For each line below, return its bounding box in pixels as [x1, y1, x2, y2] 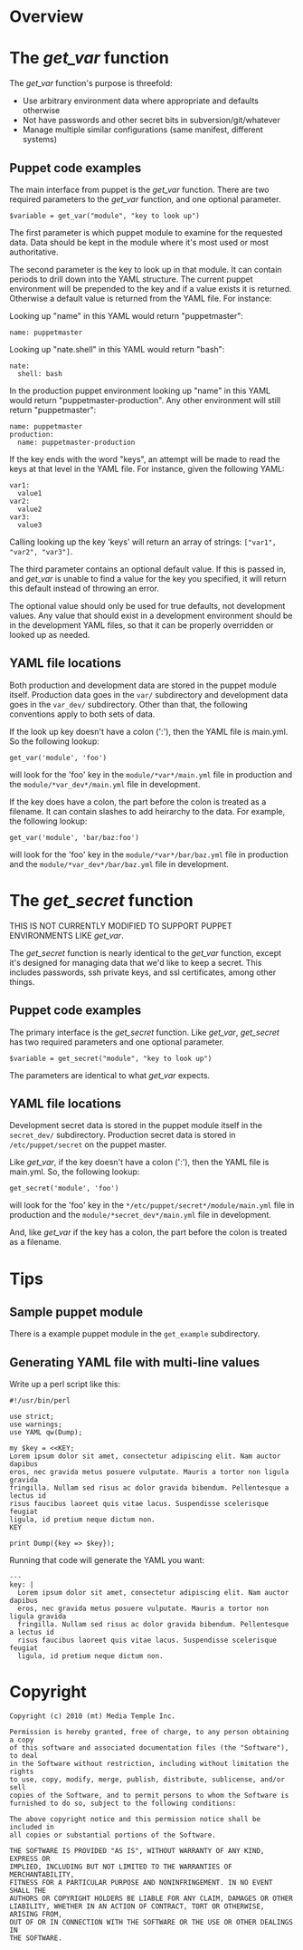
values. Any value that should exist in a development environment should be [9, 610, 293, 621]
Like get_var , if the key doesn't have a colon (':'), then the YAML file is [9, 1157, 270, 1168]
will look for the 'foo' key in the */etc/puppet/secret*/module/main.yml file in [9, 1200, 295, 1211]
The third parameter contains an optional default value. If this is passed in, [9, 564, 287, 574]
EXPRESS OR [9, 1855, 51, 1864]
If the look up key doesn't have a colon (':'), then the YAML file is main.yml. [9, 726, 289, 737]
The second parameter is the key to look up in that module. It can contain [9, 264, 282, 275]
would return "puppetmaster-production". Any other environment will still [9, 394, 281, 405]
